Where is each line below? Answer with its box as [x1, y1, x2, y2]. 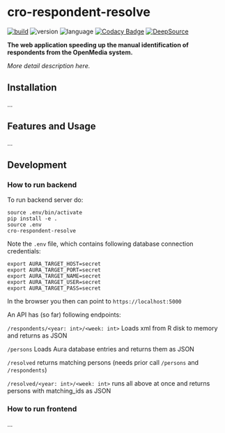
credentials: [7, 247, 41, 255]
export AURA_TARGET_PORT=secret [7, 267, 101, 274]
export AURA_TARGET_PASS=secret [7, 285, 101, 292]
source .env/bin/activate [7, 210, 82, 216]
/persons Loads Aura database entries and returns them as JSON [7, 345, 195, 354]
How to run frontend [7, 404, 77, 414]
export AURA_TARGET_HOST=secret [7, 260, 101, 268]
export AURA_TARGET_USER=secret [7, 279, 101, 286]
